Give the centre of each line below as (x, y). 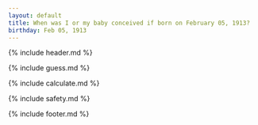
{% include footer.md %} (49, 114)
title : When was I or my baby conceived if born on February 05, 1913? (129, 23)
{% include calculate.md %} (54, 83)
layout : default (35, 15)
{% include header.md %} (50, 53)
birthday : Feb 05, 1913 (48, 30)
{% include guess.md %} (49, 68)
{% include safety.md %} (49, 99)
